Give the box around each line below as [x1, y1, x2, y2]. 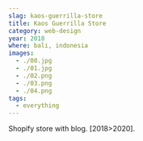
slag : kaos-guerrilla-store [8, 11, 103, 20]
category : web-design [8, 27, 82, 35]
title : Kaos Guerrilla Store [8, 19, 107, 27]
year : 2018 [8, 34, 45, 43]
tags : [8, 94, 27, 102]
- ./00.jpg [15, 57, 53, 65]
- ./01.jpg [15, 64, 53, 73]
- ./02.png [15, 72, 53, 80]
